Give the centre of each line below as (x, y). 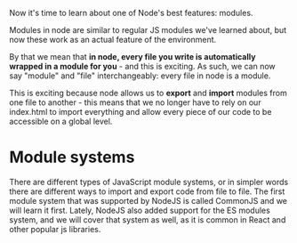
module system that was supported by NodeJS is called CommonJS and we (148, 200)
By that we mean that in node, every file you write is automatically (132, 57)
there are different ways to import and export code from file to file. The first (147, 191)
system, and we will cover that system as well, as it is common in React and (148, 219)
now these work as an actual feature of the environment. (113, 40)
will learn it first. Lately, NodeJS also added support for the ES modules (140, 210)
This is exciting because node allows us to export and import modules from (148, 93)
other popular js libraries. (55, 229)
